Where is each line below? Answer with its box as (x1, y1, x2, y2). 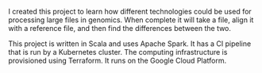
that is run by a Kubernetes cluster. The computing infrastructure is (8, 48, 228, 56)
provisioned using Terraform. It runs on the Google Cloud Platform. (8, 56, 227, 65)
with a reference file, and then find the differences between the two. (8, 24, 232, 33)
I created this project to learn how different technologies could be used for (8, 7, 252, 16)
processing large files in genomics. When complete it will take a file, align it (8, 15, 254, 25)
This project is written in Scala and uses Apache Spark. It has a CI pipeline (8, 39, 252, 48)
